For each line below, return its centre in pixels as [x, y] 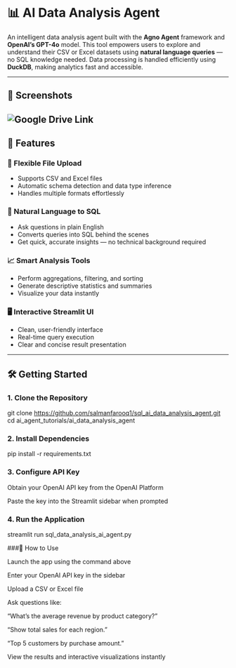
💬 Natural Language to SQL [54, 212]
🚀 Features [31, 143]
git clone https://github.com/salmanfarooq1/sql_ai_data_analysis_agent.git [114, 413]
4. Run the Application [46, 519]
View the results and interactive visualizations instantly [87, 657]
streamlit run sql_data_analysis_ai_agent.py [70, 534]
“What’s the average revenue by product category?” [83, 616]
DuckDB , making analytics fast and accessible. [76, 67]
